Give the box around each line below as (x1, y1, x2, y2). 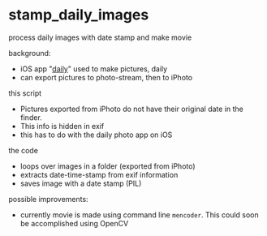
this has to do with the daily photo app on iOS (19, 130, 173, 139)
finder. (19, 112, 42, 122)
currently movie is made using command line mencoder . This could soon (19, 209, 260, 220)
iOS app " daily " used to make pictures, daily (19, 63, 168, 74)
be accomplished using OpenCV (19, 218, 129, 228)
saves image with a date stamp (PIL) (19, 178, 142, 188)
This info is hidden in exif (19, 121, 105, 131)
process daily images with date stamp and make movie (8, 32, 192, 42)
